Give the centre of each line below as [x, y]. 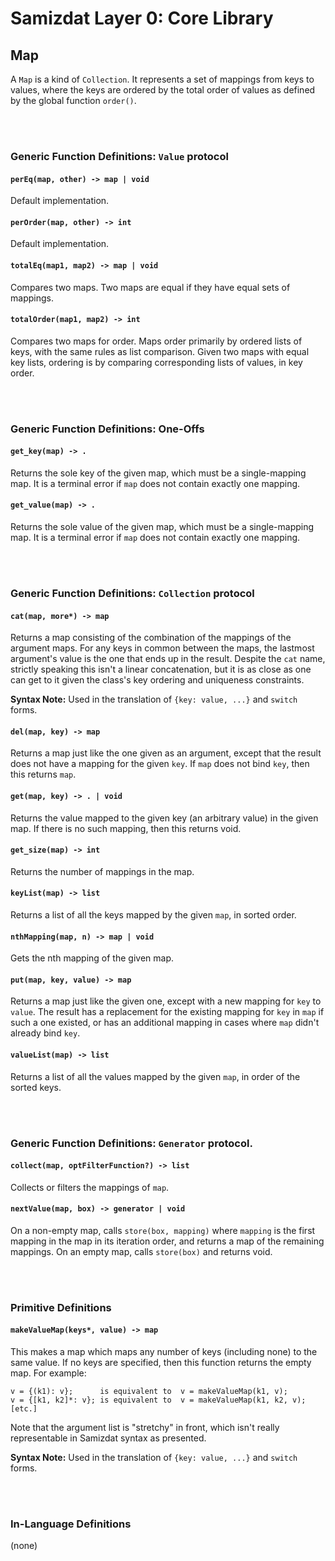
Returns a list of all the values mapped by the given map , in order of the [155, 1076]
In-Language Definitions [71, 1524]
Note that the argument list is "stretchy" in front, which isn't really [145, 1428]
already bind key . [45, 1033]
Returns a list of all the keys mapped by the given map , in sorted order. [153, 915]
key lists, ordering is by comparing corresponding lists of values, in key [156, 362]
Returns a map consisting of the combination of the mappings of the [151, 638]
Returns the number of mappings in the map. [102, 871]
